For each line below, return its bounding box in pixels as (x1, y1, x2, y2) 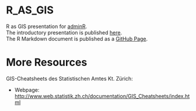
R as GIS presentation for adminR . (6, 23, 87, 30)
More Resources (6, 56, 87, 69)
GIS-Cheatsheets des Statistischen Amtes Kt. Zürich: (6, 75, 133, 82)
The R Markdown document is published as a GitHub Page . (6, 35, 148, 42)
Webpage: (14, 86, 40, 93)
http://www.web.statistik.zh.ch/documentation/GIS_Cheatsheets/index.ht (14, 92, 190, 99)
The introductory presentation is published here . (6, 29, 123, 36)
